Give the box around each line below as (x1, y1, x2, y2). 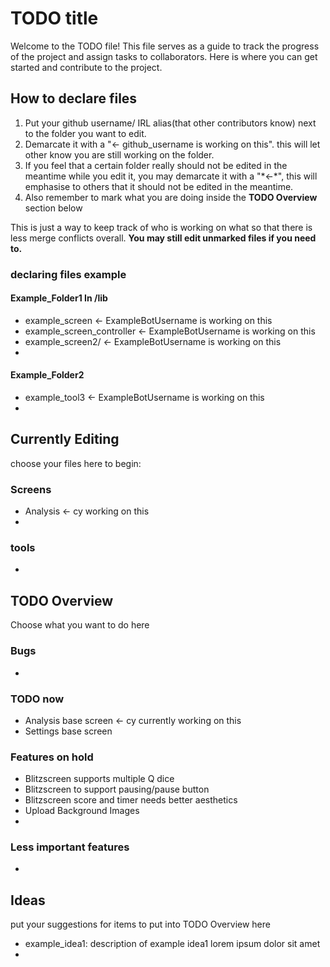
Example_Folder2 (10, 369, 85, 381)
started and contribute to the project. (10, 61, 163, 73)
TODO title (10, 7, 99, 30)
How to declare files (10, 90, 138, 107)
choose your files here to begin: (10, 457, 142, 469)
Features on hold (10, 750, 94, 764)
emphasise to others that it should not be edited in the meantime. (24, 180, 294, 192)
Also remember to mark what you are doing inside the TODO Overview (24, 191, 318, 203)
